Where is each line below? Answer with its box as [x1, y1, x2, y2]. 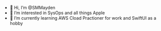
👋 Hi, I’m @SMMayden [9, 5, 56, 10]
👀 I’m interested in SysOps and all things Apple [9, 10, 105, 16]
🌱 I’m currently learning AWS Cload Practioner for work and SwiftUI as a [9, 15, 157, 21]
